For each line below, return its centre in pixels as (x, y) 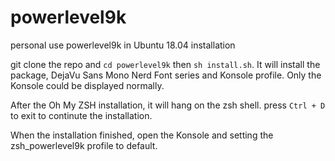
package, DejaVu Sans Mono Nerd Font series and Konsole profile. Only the (166, 75)
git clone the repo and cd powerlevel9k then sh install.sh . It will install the (165, 64)
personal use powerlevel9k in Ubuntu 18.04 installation (123, 45)
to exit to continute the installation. (81, 115)
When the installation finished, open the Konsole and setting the (142, 135)
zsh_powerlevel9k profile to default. (84, 145)
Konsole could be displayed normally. (87, 85)
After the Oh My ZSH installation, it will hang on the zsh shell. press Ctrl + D (168, 105)
